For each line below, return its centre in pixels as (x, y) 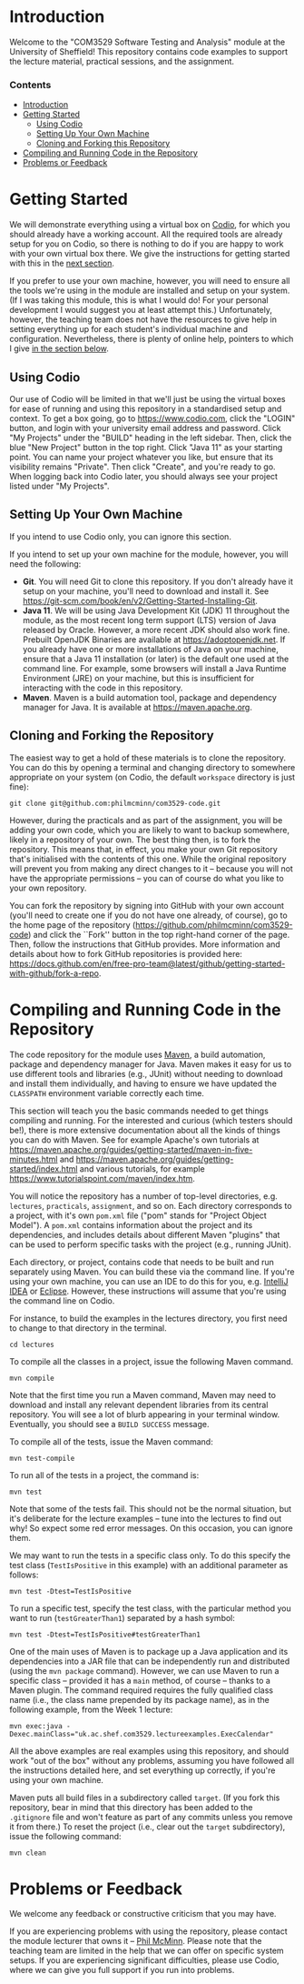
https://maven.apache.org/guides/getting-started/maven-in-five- (131, 1149)
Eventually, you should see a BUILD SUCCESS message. (110, 1424)
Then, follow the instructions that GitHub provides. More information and (145, 944)
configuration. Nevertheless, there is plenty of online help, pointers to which (152, 339)
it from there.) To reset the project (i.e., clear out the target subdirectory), (147, 1827)
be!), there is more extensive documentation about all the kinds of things (145, 1130)
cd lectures (32, 1344)
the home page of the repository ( (73, 924)
